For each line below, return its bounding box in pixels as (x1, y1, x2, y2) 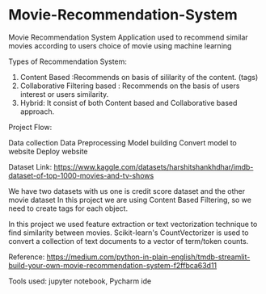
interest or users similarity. (19, 89, 109, 99)
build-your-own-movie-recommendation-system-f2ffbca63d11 (8, 260, 217, 270)
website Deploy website (8, 146, 88, 156)
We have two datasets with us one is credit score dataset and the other (8, 186, 246, 195)
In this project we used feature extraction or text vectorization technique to (8, 219, 258, 229)
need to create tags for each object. (8, 204, 128, 213)
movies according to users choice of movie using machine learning (8, 40, 232, 50)
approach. (19, 107, 55, 116)
